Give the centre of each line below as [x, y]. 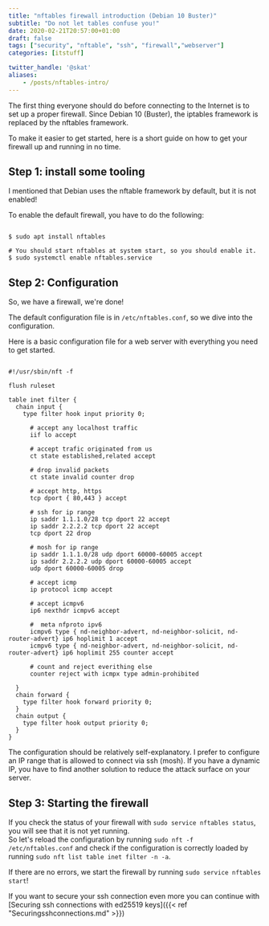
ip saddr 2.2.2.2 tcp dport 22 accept [94, 527]
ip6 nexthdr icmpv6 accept [75, 611]
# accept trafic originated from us [91, 449]
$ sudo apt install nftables [57, 237]
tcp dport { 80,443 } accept [78, 499]
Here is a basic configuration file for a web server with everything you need [133, 341]
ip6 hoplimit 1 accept [100, 639]
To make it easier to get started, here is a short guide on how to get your [128, 138]
